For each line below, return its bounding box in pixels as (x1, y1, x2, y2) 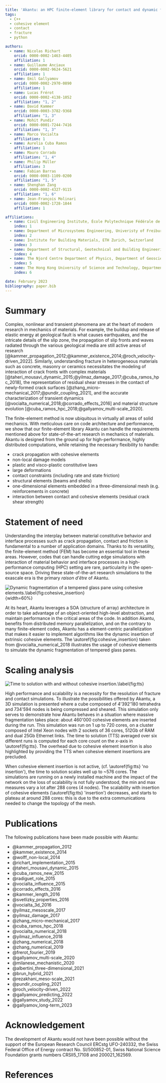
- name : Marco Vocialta (9, 132, 58, 137)
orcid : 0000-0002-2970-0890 (14, 81, 72, 86)
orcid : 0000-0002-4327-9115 (14, 187, 72, 192)
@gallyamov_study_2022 (12, 997, 63, 1003)
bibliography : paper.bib (5, 284, 56, 289)
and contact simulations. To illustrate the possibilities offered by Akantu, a (5, 696, 156, 702)
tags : (5, 12, 16, 17)
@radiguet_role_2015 (12, 875, 55, 882)
